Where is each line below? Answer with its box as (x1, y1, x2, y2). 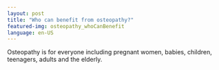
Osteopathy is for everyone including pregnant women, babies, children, (7, 48, 212, 56)
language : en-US (7, 29, 54, 36)
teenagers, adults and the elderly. (7, 56, 103, 64)
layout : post (7, 10, 45, 17)
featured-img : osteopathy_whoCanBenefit (7, 23, 125, 30)
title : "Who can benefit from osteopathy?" (7, 16, 134, 23)
